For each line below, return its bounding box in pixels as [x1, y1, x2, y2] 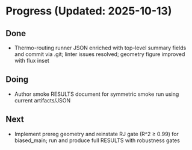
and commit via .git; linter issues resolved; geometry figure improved [14, 51, 185, 58]
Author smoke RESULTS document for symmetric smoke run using [14, 90, 179, 98]
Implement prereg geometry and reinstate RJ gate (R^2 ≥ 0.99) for [14, 130, 179, 137]
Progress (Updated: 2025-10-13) [5, 4, 172, 18]
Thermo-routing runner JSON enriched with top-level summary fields [14, 44, 187, 51]
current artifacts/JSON [14, 96, 70, 104]
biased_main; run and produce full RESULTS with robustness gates [14, 137, 180, 144]
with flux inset [14, 57, 49, 64]
